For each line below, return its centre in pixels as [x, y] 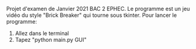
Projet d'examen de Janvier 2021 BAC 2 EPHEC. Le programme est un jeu [98, 9]
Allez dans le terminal [42, 33]
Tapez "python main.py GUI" [51, 40]
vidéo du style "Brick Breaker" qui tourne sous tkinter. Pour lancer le [92, 15]
